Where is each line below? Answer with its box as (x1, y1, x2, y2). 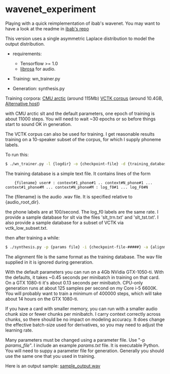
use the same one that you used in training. (5, 353, 96, 359)
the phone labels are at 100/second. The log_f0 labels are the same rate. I (5, 209, 158, 215)
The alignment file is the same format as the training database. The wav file (5, 254, 162, 260)
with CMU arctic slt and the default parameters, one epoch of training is (5, 110, 155, 116)
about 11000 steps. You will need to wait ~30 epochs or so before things (5, 115, 156, 122)
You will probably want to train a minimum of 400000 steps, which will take (5, 290, 162, 297)
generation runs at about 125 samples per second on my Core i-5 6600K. (5, 285, 158, 291)
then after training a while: (5, 234, 60, 241)
